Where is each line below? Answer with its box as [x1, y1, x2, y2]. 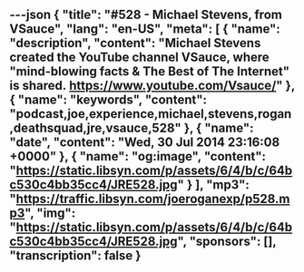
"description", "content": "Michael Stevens [9, 35, 261, 51]
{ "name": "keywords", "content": [9, 92, 207, 108]
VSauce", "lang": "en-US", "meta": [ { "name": [9, 22, 281, 37]
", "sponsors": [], [177, 234, 277, 249]
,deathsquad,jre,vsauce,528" [9, 121, 181, 136]
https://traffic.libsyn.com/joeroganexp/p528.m [15, 191, 290, 207]
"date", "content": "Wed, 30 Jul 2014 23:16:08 [9, 135, 280, 151]
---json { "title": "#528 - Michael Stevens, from [9, 7, 283, 23]
